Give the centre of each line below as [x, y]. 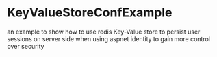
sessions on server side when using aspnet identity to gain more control [109, 38]
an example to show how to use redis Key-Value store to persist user [104, 32]
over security [26, 46]
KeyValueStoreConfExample [90, 13]
